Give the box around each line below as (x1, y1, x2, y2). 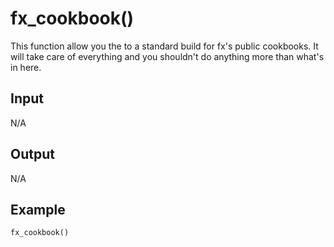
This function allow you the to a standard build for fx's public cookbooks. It (10, 40, 319, 52)
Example (10, 201, 66, 218)
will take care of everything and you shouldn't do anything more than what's (10, 50, 325, 62)
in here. (10, 61, 42, 73)
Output (10, 146, 55, 163)
